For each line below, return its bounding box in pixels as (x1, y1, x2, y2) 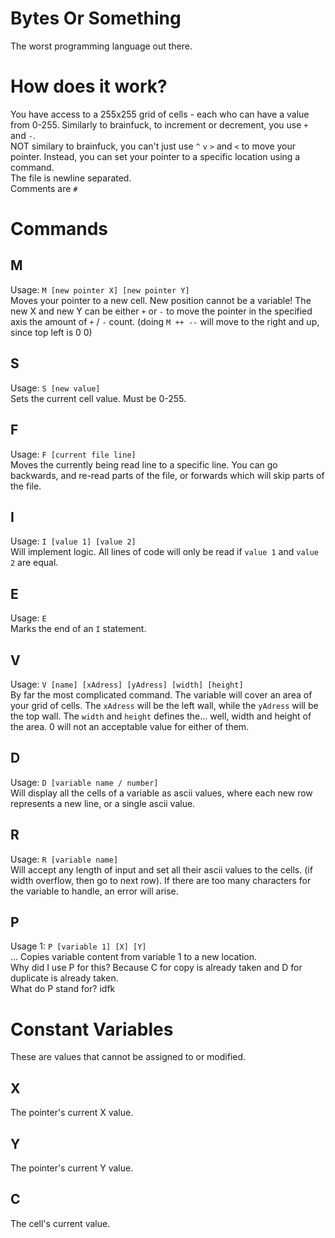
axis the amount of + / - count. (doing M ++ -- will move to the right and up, (10, 315, 320, 327)
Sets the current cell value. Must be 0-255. (10, 392, 187, 404)
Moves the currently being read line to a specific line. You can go (10, 458, 278, 471)
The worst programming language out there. (10, 40, 193, 52)
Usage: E (10, 612, 47, 624)
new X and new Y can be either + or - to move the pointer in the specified (10, 305, 313, 317)
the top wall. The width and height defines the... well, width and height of (10, 710, 312, 722)
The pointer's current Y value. (10, 1162, 134, 1174)
